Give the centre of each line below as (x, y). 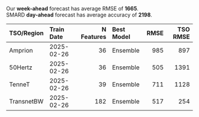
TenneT (20, 84)
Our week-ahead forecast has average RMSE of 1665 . (73, 9)
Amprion (21, 51)
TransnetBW (26, 101)
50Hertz (21, 67)
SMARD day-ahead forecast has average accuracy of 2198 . (79, 15)
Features (94, 37)
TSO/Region (27, 33)
